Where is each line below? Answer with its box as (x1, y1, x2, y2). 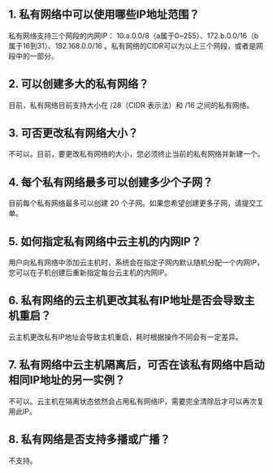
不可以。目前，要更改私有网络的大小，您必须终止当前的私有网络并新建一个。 (8, 149, 265, 159)
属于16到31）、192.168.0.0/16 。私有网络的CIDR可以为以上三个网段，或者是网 (8, 41, 264, 50)
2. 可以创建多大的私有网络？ (8, 77, 149, 91)
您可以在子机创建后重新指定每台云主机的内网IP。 (8, 268, 172, 277)
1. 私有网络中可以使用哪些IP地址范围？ (8, 7, 200, 22)
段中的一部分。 (8, 51, 58, 61)
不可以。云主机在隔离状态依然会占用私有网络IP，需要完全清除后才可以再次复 (8, 396, 264, 406)
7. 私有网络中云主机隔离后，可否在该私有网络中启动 (8, 358, 265, 372)
